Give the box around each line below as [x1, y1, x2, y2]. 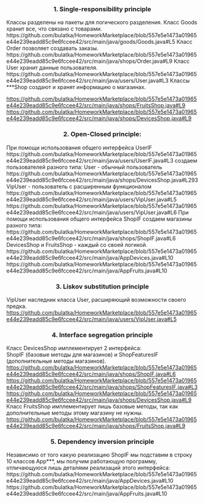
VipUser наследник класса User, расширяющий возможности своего [6, 296, 186, 303]
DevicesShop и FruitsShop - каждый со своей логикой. [6, 241, 148, 248]
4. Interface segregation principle [51, 330, 153, 339]
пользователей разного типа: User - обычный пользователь [6, 163, 163, 171]
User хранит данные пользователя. [6, 64, 98, 71]
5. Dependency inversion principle [51, 438, 154, 446]
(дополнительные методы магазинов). [6, 357, 107, 365]
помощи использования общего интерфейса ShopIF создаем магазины [6, 215, 192, 223]
